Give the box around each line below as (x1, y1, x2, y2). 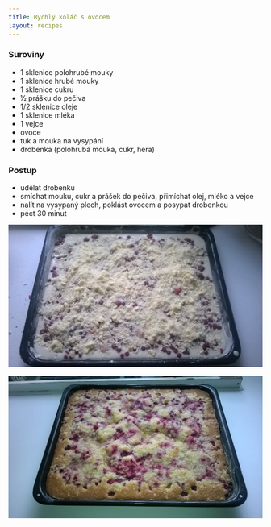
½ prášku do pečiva (19, 93, 86, 102)
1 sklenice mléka (19, 110, 75, 120)
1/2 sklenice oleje (19, 102, 78, 111)
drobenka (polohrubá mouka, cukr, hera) (19, 144, 155, 154)
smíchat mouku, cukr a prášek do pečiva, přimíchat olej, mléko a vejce (19, 192, 254, 201)
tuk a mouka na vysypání (19, 135, 103, 145)
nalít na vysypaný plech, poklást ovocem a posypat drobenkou (19, 200, 228, 210)
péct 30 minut (19, 209, 67, 218)
